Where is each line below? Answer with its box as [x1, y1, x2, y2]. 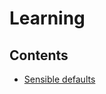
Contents [9, 47, 69, 64]
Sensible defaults [23, 73, 96, 85]
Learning [9, 7, 86, 30]
